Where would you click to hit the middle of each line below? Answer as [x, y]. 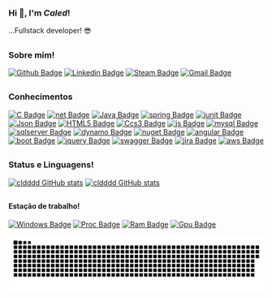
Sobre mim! [32, 54]
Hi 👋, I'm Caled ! [39, 13]
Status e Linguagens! [51, 165]
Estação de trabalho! [44, 205]
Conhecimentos [41, 97]
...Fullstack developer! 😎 [50, 31]
